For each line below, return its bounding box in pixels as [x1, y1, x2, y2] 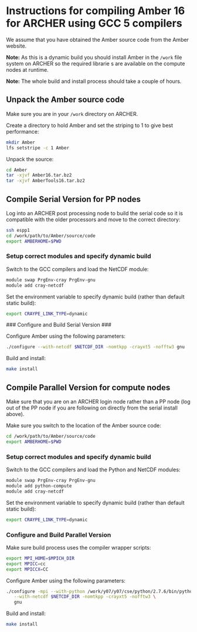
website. [6, 42, 27, 49]
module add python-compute [6, 483, 72, 489]
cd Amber [6, 167, 28, 173]
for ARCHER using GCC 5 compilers [6, 16, 183, 30]
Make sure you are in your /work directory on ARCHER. [6, 110, 138, 117]
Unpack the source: [6, 155, 54, 162]
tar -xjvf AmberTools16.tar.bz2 [6, 178, 85, 184]
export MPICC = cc [6, 561, 46, 567]
